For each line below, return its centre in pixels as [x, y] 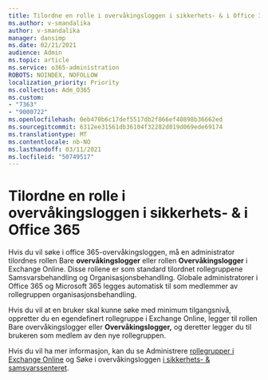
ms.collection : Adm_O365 [49, 90]
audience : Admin [35, 53]
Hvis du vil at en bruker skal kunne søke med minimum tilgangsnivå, [120, 310]
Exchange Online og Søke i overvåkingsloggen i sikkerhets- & [109, 359]
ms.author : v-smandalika [49, 23]
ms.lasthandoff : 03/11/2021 [55, 149]
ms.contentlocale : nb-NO [49, 142]
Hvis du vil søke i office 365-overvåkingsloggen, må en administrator [122, 252]
